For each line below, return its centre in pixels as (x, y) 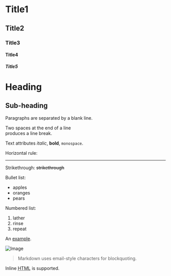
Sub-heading (27, 106)
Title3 (13, 43)
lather (19, 218)
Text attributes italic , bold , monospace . (44, 143)
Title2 (15, 28)
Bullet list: (16, 177)
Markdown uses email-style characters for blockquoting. (77, 258)
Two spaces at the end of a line (38, 128)
